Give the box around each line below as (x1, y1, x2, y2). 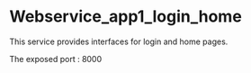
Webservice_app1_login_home (9, 6, 243, 27)
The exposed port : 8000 (9, 53, 103, 64)
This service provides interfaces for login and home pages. (9, 36, 229, 47)
